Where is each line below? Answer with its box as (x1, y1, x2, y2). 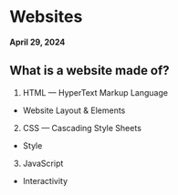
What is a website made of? (9, 63, 171, 78)
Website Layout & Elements (22, 105, 126, 116)
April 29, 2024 (9, 36, 66, 47)
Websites (9, 6, 83, 27)
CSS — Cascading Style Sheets (22, 122, 141, 133)
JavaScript (22, 158, 64, 169)
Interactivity (22, 175, 68, 186)
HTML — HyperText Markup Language (22, 87, 169, 97)
